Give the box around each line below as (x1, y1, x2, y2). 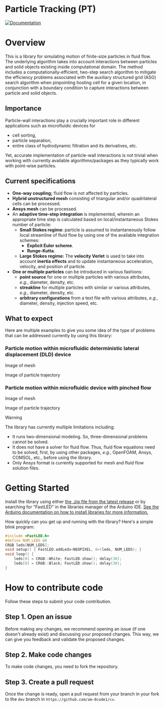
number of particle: (12, 221, 52, 227)
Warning (5, 414, 22, 420)
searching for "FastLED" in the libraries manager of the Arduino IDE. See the (5, 504, 159, 510)
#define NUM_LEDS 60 (5, 538, 48, 543)
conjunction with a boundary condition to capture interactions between (5, 85, 149, 91)
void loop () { (5, 552, 34, 557)
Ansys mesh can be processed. (12, 206, 78, 212)
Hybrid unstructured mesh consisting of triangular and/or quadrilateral (12, 195, 157, 201)
